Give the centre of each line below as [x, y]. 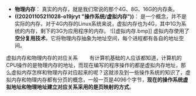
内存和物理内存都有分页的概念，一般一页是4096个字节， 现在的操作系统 [97, 80]
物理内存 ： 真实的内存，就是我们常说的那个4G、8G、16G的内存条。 [96, 9]
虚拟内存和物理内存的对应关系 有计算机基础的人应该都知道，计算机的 [94, 58]
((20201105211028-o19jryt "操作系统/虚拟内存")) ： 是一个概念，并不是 [101, 16]
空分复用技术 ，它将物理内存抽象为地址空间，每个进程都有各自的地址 [97, 38]
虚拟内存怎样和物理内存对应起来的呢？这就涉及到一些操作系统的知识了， [98, 72]
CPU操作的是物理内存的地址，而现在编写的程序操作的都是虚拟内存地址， [94, 65]
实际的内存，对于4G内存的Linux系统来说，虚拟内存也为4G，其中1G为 [98, 24]
